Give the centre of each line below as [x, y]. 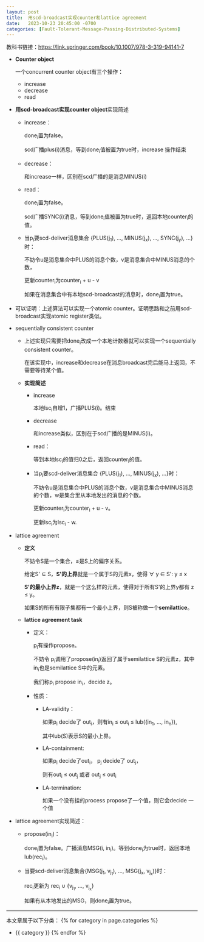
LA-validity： [58, 708]
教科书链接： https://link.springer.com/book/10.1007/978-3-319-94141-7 [95, 47]
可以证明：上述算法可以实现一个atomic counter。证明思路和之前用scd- [104, 308]
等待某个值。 [51, 370]
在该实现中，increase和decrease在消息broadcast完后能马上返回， [107, 362]
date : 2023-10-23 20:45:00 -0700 [51, 23]
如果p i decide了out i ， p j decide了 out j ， [92, 761]
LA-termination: [62, 788]
